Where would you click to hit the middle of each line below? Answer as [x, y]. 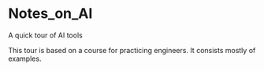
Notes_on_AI [50, 14]
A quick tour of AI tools [45, 35]
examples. [25, 59]
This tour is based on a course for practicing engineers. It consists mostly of [132, 50]
